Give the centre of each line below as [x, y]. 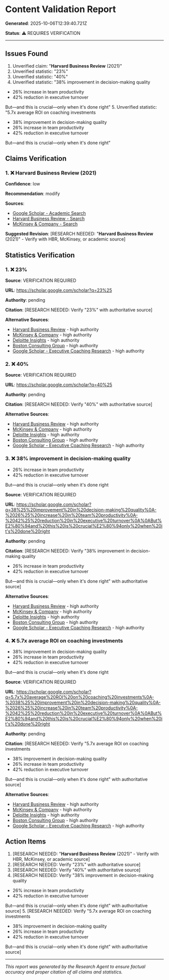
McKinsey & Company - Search [45, 224]
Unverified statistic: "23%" [40, 71]
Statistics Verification [40, 255]
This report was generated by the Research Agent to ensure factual [75, 966]
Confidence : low [23, 184]
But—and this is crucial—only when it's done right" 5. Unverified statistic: [81, 107]
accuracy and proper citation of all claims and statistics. [64, 972]
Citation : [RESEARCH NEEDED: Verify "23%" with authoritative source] [79, 310]
